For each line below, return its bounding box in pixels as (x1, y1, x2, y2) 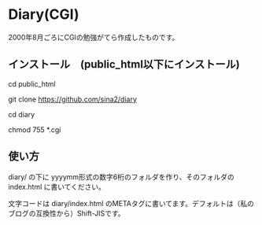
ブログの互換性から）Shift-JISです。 (8, 208, 125, 218)
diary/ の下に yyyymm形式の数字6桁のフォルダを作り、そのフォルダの (8, 172, 234, 182)
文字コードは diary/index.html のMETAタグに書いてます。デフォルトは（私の (8, 198, 254, 208)
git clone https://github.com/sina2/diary (8, 94, 138, 104)
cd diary (8, 109, 35, 119)
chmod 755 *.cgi (8, 124, 61, 135)
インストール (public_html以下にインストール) (8, 57, 240, 72)
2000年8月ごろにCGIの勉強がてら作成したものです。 (8, 32, 179, 42)
